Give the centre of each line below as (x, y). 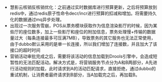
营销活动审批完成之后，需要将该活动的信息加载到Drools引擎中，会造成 (81, 56)
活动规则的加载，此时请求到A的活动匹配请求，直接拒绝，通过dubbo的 (85, 68)
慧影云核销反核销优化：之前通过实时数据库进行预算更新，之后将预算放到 (83, 7)
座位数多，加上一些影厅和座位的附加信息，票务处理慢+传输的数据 (89, 32)
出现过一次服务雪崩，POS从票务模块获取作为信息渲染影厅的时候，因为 (81, 26)
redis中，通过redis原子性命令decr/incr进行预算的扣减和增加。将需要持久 (83, 13)
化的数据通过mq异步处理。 (37, 19)
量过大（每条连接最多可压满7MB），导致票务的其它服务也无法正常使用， (82, 38)
